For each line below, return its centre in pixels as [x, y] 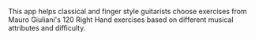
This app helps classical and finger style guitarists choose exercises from [127, 11]
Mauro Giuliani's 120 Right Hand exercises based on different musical [121, 20]
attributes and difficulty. [47, 28]
